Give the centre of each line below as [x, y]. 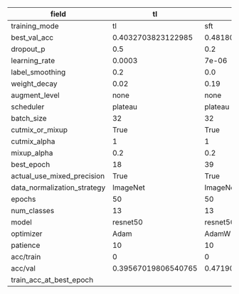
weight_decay [34, 83]
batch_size [29, 118]
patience [26, 245]
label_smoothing [38, 72]
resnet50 [128, 222]
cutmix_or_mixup [39, 130]
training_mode [35, 26]
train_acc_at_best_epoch [52, 280]
